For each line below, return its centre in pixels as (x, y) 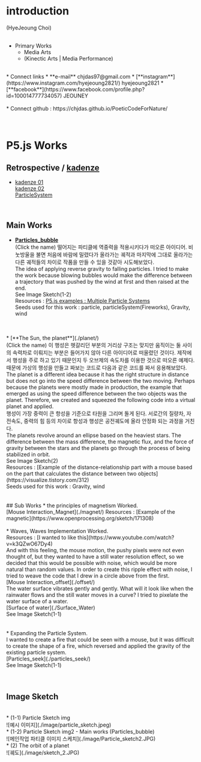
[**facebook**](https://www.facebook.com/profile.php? (76, 89)
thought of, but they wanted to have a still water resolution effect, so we (95, 556)
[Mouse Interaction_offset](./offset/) (51, 582)
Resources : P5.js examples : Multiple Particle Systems (82, 300)
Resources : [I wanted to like (41, 537)
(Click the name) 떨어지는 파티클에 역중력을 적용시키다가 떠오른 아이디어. (101, 247)
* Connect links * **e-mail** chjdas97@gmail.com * (70, 76)
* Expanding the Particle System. (47, 633)
